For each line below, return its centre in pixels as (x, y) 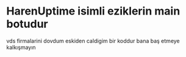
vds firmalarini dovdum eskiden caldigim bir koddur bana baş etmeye (93, 41)
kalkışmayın (21, 47)
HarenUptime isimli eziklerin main (93, 11)
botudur (27, 24)
